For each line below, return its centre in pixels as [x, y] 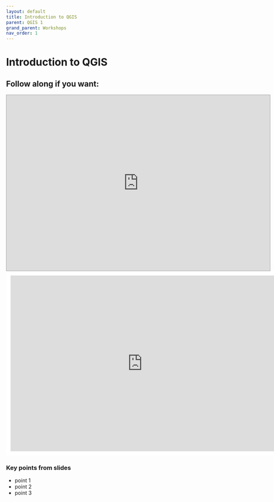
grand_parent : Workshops [36, 28]
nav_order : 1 [22, 33]
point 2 [23, 487]
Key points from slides [39, 468]
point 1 [23, 480]
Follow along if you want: [53, 83]
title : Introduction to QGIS [42, 17]
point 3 [23, 493]
